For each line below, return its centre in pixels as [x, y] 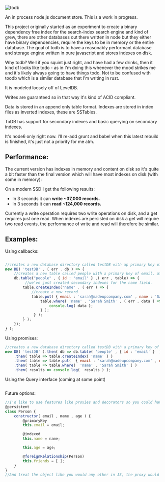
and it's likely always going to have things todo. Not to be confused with [78, 73]
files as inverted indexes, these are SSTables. [51, 112]
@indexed [32, 434]
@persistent [17, 407]
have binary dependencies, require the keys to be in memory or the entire [80, 42]
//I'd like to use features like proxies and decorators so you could [79, 402]
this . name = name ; [41, 439]
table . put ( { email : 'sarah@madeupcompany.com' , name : [92, 296]
